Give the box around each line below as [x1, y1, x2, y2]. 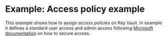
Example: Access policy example [5, 3, 145, 15]
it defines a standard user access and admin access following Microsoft [5, 25, 153, 31]
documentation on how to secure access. [5, 30, 91, 36]
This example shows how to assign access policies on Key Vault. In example [5, 20, 162, 26]
